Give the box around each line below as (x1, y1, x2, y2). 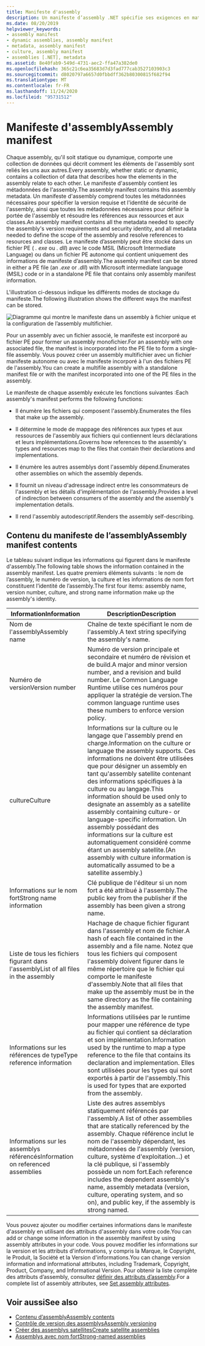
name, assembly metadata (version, (87, 1182, 190, 1191)
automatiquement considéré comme (87, 838, 191, 846)
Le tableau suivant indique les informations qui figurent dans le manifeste (6, 556, 191, 563)
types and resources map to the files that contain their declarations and (15, 445, 195, 452)
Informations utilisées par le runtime (87, 1012, 190, 1021)
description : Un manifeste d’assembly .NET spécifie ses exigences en (6, 15, 190, 21)
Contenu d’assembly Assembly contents (15, 1313, 115, 1321)
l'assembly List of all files (9, 965, 80, 973)
